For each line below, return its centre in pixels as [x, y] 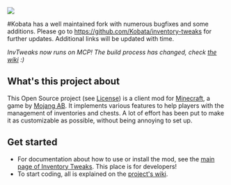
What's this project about [64, 82]
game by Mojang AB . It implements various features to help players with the [116, 105]
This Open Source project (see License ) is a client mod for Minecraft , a [109, 98]
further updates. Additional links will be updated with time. [91, 39]
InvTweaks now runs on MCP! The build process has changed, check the [112, 52]
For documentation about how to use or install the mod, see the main [116, 159]
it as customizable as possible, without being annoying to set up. [100, 120]
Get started [32, 142]
